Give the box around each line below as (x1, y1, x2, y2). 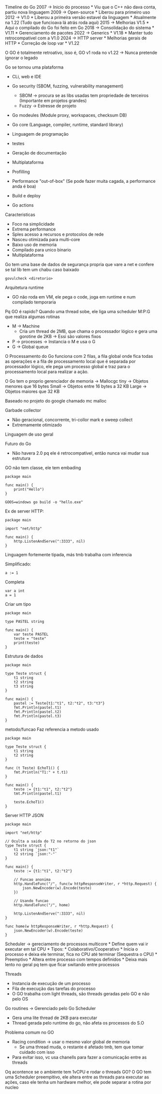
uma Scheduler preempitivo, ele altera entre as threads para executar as (5, 1074, 149, 1080)
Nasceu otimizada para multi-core (12, 237, 80, 242)
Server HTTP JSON (5, 812, 44, 818)
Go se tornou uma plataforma (5, 64, 64, 70)
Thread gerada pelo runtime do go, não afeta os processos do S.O (12, 1020, 144, 1025)
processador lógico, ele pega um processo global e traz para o (5, 364, 131, 369)
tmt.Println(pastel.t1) (14, 791, 62, 796)
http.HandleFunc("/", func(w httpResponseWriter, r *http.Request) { (14, 882, 157, 886)
